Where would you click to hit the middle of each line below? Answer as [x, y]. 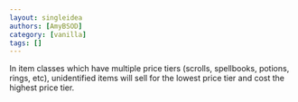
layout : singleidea [46, 18]
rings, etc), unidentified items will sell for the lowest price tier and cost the [147, 79]
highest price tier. [42, 88]
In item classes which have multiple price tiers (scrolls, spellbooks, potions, [149, 69]
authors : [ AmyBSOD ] [46, 26]
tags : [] [26, 43]
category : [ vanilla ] [48, 34]
